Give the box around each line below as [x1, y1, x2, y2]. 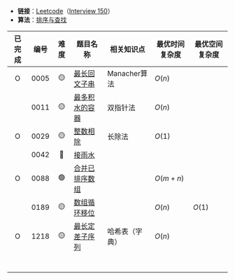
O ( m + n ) [155, 173, 184, 183]
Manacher [107, 69, 141, 78]
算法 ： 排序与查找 [17, 15, 67, 24]
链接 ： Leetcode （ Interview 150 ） [17, 7, 114, 15]
